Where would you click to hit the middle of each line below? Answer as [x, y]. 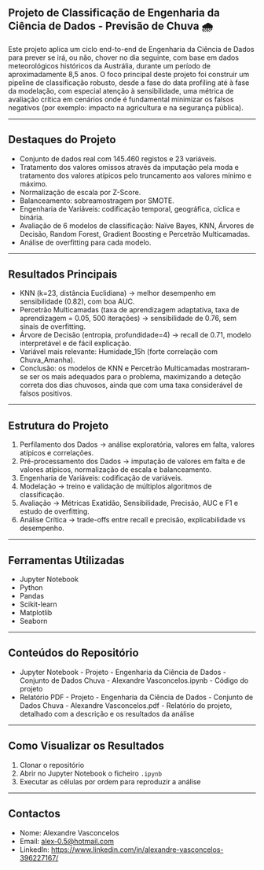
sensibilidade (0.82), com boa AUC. [77, 301]
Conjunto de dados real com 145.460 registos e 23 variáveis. [118, 159]
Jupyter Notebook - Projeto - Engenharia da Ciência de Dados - [123, 672]
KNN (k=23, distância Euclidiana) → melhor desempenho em [117, 293]
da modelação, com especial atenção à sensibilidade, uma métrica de [121, 90]
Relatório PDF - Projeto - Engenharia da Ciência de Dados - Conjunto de [136, 697]
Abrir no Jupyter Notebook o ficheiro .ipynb [91, 773]
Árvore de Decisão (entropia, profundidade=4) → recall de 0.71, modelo [135, 335]
